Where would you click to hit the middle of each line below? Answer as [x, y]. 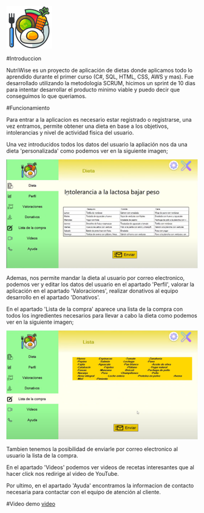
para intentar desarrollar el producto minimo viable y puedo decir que [93, 89]
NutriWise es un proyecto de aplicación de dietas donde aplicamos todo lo [100, 70]
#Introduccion [24, 58]
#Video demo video [31, 504]
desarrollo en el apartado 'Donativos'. [53, 297]
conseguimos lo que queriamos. [46, 96]
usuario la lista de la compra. [42, 456]
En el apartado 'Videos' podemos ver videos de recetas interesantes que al [100, 467]
